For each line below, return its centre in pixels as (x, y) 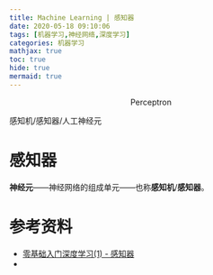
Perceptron (151, 102)
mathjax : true (36, 51)
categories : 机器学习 (47, 43)
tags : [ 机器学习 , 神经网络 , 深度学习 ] (70, 34)
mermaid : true (36, 77)
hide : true (30, 69)
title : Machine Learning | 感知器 (72, 18)
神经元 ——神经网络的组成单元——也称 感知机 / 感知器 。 (109, 187)
